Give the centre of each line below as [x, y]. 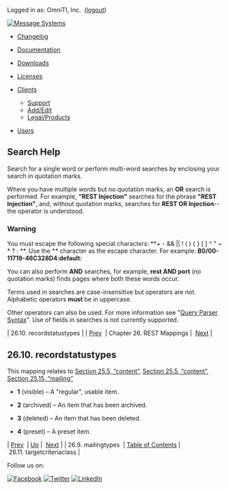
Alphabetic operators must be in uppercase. [69, 299]
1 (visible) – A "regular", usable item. [68, 391]
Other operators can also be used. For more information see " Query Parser [112, 313]
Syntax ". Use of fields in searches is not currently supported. [93, 320]
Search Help [34, 152]
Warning [22, 229]
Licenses [30, 76]
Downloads [33, 63]
